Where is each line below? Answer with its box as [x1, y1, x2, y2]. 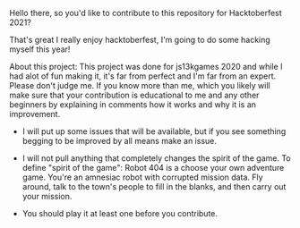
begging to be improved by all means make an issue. [21, 136, 218, 146]
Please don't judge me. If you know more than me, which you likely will [9, 80, 270, 90]
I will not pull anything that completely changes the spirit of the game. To [21, 153, 291, 164]
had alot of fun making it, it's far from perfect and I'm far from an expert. [9, 71, 276, 81]
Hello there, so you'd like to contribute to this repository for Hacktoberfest [9, 8, 282, 18]
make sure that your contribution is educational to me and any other [9, 89, 260, 100]
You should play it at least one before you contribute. [21, 208, 218, 218]
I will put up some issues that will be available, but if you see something [21, 126, 287, 137]
